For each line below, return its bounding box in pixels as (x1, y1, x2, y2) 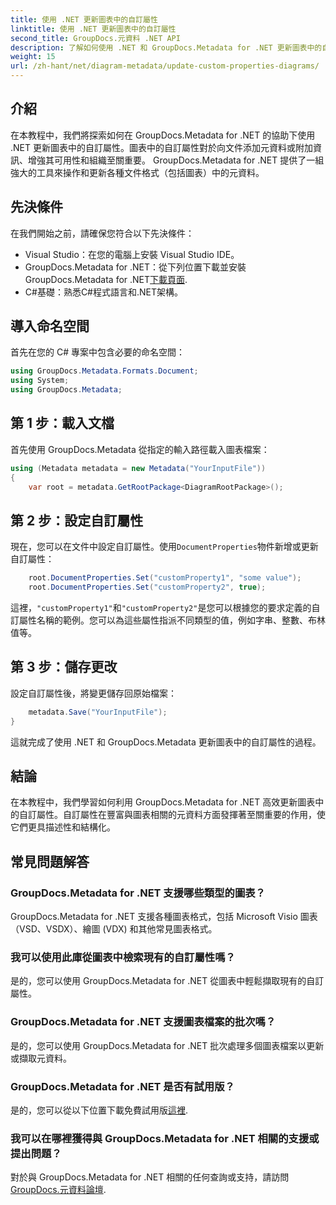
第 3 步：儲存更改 (10, 659, 118, 676)
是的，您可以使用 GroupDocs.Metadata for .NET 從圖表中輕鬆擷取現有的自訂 (10, 975, 325, 987)
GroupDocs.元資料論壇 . (10, 1184, 107, 1196)
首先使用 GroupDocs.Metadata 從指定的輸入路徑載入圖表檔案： (10, 443, 270, 455)
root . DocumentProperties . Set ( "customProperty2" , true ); (28, 582, 267, 593)
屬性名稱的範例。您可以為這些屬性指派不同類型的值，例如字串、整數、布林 (18, 614, 326, 626)
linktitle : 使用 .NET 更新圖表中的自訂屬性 (10, 24, 177, 34)
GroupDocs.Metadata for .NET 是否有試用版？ (10, 1079, 235, 1093)
